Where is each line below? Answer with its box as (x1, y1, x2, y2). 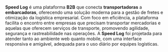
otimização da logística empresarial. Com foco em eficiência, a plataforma (5, 15, 159, 20)
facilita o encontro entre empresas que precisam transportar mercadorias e (5, 20, 161, 26)
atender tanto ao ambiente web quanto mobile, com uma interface (5, 36, 142, 42)
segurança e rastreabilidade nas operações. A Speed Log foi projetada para (5, 31, 162, 36)
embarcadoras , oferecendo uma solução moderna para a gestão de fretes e (5, 9, 163, 15)
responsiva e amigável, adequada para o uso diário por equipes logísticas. (5, 41, 159, 47)
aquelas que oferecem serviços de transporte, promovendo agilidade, (5, 25, 149, 31)
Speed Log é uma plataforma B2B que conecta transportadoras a (5, 4, 142, 10)
